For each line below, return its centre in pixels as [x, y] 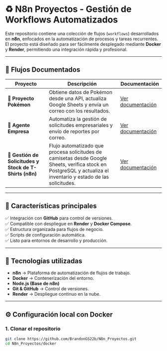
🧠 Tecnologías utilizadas [44, 261]
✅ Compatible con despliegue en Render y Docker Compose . [69, 224]
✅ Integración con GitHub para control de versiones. [59, 218]
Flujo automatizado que [76, 145]
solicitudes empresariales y [81, 125]
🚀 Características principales [51, 206]
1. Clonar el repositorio [33, 329]
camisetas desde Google [78, 158]
